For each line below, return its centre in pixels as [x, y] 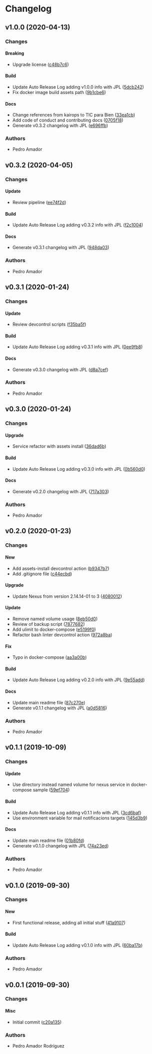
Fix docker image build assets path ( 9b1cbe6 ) [59, 92]
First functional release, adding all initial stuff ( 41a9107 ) [69, 922]
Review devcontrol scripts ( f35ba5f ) [49, 324]
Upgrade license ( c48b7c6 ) [41, 64]
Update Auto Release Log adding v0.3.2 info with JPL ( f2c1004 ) [78, 225]
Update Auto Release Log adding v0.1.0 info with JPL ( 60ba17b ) [77, 945]
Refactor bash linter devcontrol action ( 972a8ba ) [62, 635]
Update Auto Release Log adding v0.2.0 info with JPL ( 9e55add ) [78, 680]
